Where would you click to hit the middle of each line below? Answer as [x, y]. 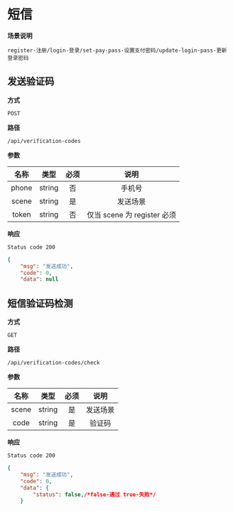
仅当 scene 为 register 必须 [131, 215]
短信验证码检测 [40, 303]
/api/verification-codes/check [54, 363]
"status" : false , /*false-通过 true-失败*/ [95, 495]
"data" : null [39, 279]
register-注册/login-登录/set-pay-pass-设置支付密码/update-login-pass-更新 [117, 50]
